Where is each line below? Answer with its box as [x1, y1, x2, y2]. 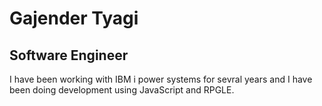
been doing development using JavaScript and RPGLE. [9, 84, 235, 96]
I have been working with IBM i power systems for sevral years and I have [9, 73, 313, 85]
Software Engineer [9, 47, 129, 64]
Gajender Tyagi [9, 7, 139, 30]
